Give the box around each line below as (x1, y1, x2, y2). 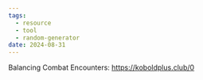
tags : (8, 11, 26, 20)
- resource (15, 19, 52, 27)
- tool (15, 26, 37, 34)
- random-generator (15, 33, 80, 42)
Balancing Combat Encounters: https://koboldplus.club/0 (8, 63, 195, 72)
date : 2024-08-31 (8, 41, 66, 49)
